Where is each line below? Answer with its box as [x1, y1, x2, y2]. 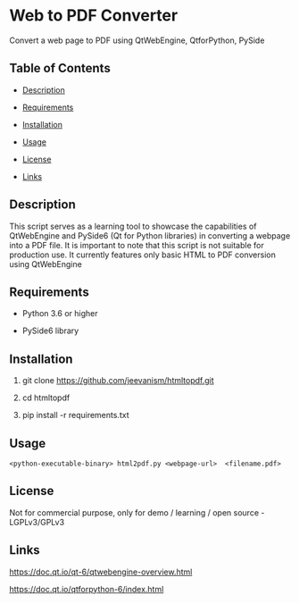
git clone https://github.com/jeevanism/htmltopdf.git [21, 375, 214, 386]
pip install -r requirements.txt [21, 410, 129, 421]
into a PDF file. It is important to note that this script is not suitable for [9, 239, 265, 250]
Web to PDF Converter [9, 5, 179, 26]
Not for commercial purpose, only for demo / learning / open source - [9, 507, 265, 518]
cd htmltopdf [21, 392, 71, 403]
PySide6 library [21, 325, 79, 336]
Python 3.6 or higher [21, 308, 98, 319]
